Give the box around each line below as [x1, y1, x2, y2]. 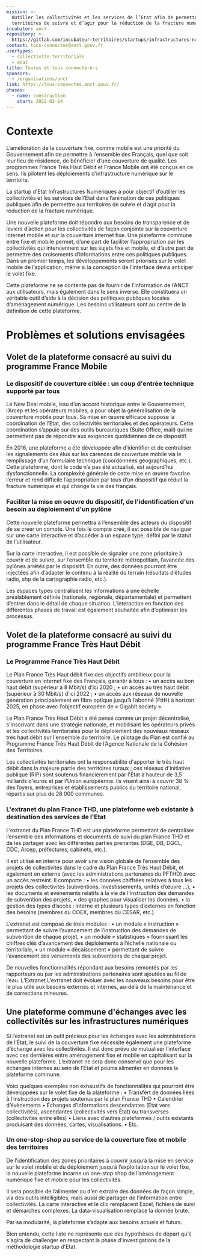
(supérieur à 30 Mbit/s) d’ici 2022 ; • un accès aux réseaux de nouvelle [6, 690, 183, 698]
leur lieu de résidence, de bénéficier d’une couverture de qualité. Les [6, 157, 177, 164]
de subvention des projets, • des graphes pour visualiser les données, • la [6, 896, 191, 903]
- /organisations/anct [11, 76, 69, 82]
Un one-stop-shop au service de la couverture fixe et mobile [6, 1136, 186, 1144]
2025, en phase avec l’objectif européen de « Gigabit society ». [6, 703, 164, 710]
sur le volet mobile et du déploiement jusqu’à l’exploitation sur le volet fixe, [6, 1163, 191, 1171]
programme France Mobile [6, 362, 108, 372]
